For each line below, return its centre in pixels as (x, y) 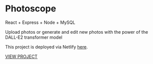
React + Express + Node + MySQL (40, 22)
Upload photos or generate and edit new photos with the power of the (76, 32)
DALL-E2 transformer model (34, 37)
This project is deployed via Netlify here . (46, 47)
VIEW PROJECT (21, 56)
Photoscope (31, 9)
